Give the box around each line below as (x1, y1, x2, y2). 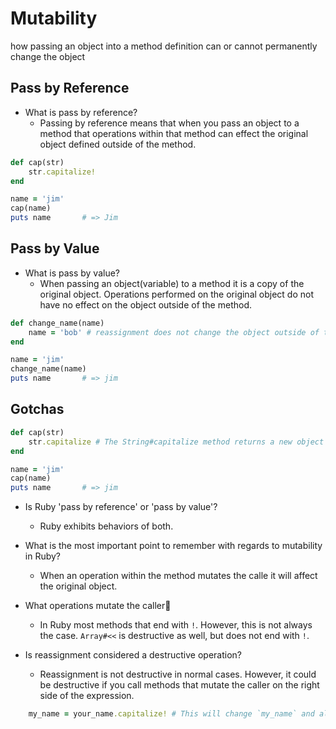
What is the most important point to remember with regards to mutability (24, 540, 323, 552)
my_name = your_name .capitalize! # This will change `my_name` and (28, 709, 315, 719)
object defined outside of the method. (39, 138, 197, 150)
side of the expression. (39, 690, 135, 702)
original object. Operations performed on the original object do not (39, 288, 315, 300)
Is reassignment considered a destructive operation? (24, 649, 242, 661)
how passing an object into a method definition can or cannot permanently (10, 40, 318, 52)
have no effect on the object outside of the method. (39, 298, 252, 311)
